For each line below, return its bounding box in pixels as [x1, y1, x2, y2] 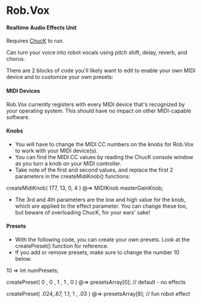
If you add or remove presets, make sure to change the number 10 [14, 249, 180, 256]
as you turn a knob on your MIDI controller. [14, 160, 122, 167]
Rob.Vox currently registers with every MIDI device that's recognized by [6, 101, 185, 108]
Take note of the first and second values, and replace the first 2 [14, 166, 173, 173]
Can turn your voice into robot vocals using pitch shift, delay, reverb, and [6, 49, 188, 56]
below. [14, 255, 32, 262]
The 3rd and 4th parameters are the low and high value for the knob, [14, 196, 186, 203]
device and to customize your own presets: [6, 73, 113, 81]
